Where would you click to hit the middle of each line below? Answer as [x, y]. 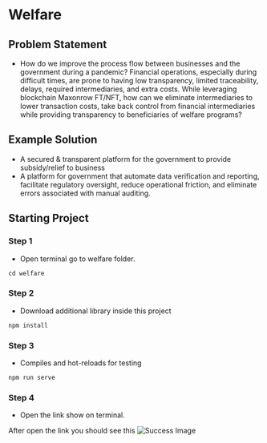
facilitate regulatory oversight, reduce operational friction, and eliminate [138, 184]
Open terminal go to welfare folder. [77, 259]
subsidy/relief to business [63, 167]
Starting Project [49, 218]
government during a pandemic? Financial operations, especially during [138, 72]
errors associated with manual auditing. [85, 193]
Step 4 [21, 398]
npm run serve [32, 378]
